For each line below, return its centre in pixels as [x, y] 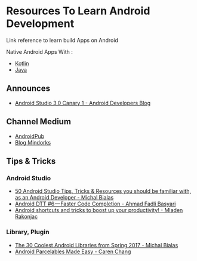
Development [40, 24]
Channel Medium [39, 122]
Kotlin [22, 63]
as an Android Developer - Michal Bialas [64, 198]
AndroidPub [30, 136]
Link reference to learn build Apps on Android [62, 40]
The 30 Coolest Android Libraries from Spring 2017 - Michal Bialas [96, 245]
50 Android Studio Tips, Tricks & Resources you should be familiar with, [103, 191]
